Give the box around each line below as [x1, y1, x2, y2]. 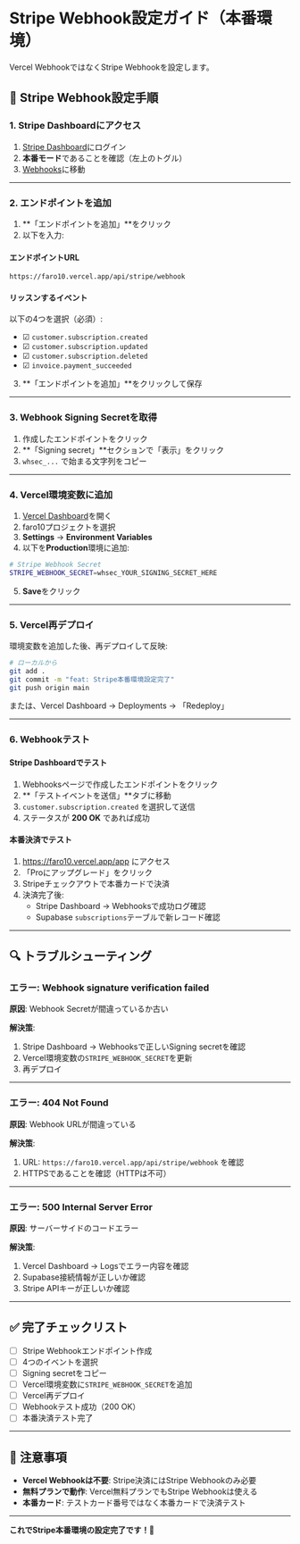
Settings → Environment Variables [21, 531, 154, 542]
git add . [9, 666, 46, 675]
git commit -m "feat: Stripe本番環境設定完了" [9, 675, 175, 684]
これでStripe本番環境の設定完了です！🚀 [9, 1524, 154, 1536]
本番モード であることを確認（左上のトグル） [21, 153, 187, 163]
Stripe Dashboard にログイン [21, 141, 127, 152]
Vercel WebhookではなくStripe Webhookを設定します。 [9, 62, 214, 72]
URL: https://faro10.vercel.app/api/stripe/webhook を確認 [21, 1156, 245, 1167]
